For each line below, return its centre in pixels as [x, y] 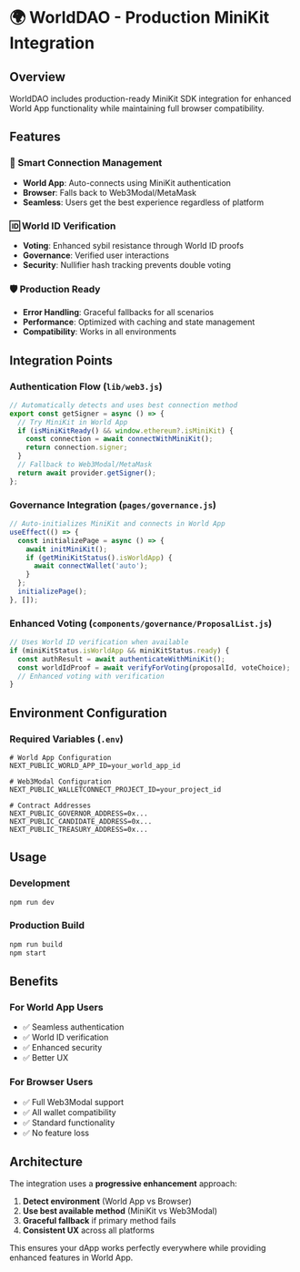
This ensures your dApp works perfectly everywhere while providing [138, 1248]
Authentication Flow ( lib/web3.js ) [86, 386]
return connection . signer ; [77, 447]
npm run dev [32, 902]
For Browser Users [51, 1082]
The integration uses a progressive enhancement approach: [124, 1184]
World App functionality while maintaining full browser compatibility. [137, 108]
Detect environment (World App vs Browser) [107, 1201]
